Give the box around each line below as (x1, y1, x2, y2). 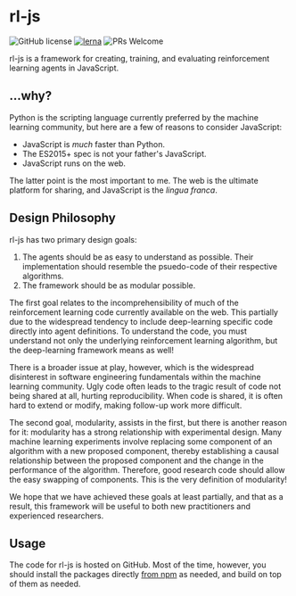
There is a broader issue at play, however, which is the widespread (9, 361, 254, 372)
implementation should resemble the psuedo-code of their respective (21, 261, 278, 271)
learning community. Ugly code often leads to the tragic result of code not (9, 381, 282, 392)
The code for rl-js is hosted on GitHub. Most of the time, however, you (9, 559, 267, 570)
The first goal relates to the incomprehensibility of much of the (9, 297, 239, 308)
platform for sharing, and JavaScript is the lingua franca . (9, 185, 218, 195)
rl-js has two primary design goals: (9, 234, 137, 244)
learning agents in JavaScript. (9, 62, 119, 73)
